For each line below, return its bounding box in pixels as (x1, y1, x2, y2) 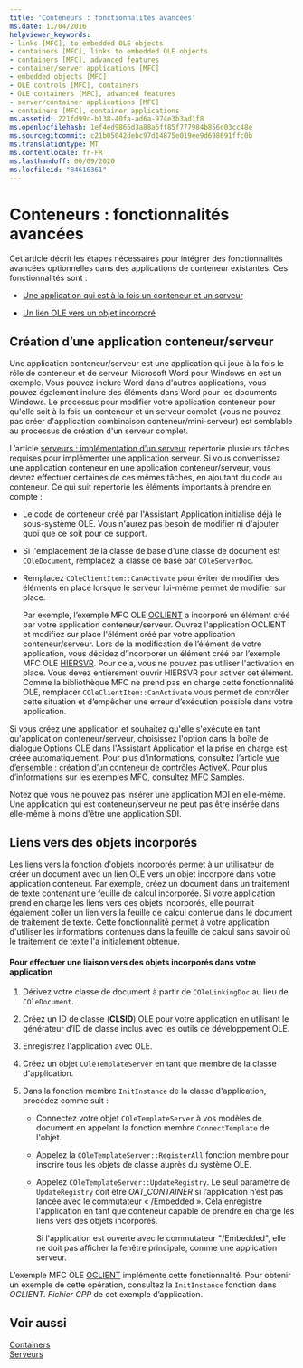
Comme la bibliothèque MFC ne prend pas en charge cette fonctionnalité (22, 677, 294, 688)
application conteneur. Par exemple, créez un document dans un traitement (9, 878, 290, 888)
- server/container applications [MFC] (9, 97, 160, 107)
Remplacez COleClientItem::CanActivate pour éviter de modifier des (22, 573, 279, 584)
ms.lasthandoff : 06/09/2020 (9, 156, 116, 166)
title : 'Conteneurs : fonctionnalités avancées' (9, 13, 196, 23)
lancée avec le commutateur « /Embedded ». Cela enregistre (35, 1196, 262, 1207)
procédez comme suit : (22, 1095, 109, 1106)
